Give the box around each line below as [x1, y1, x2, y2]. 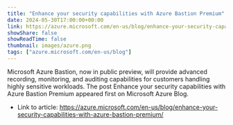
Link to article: [17, 103, 58, 111]
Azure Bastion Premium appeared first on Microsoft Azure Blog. [7, 89, 189, 97]
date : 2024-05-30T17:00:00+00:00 [7, 17, 104, 23]
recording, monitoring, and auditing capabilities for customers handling [7, 75, 210, 83]
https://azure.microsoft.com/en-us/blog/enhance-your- [59, 103, 218, 111]
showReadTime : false [7, 36, 67, 43]
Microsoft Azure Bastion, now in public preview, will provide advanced [7, 67, 208, 76]
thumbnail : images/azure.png [7, 42, 92, 49]
